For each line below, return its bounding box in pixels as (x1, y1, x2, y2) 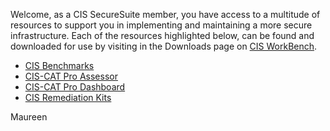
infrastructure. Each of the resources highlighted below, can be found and (10, 30, 315, 41)
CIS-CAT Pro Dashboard (24, 81, 126, 93)
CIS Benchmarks (24, 60, 95, 71)
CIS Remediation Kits (24, 92, 112, 103)
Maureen (10, 111, 48, 123)
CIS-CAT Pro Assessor (24, 70, 118, 82)
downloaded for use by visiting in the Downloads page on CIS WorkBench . (10, 40, 318, 52)
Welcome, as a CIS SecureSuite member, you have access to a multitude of (10, 9, 321, 20)
